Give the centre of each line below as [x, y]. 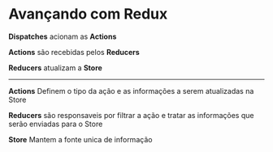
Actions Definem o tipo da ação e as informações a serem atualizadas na [131, 91]
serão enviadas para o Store [56, 124]
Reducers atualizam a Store [56, 68]
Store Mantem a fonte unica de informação [80, 139]
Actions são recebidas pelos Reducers [74, 52]
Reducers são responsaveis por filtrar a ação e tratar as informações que [131, 115]
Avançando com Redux [88, 14]
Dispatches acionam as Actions [63, 36]
